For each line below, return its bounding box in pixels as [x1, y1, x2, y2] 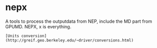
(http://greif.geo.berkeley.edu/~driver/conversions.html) [5, 37, 134, 43]
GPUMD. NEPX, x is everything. [5, 23, 72, 29]
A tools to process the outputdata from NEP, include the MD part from [5, 18, 152, 24]
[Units [5, 33, 19, 38]
